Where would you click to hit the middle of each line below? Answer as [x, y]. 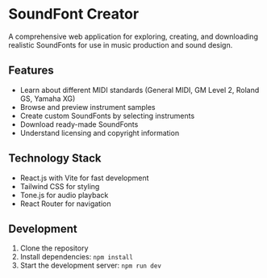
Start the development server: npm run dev [90, 265]
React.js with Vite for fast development [84, 178]
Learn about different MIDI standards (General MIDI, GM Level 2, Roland [140, 90]
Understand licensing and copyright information [100, 133]
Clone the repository [54, 248]
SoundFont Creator [74, 14]
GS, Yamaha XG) [48, 99]
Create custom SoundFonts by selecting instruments [107, 116]
